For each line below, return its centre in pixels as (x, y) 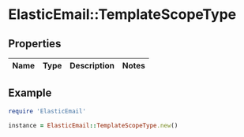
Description (92, 66)
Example (30, 93)
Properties (35, 44)
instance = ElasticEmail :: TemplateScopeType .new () (93, 125)
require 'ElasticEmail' (47, 111)
